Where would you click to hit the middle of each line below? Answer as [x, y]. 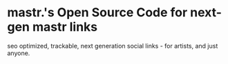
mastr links [65, 27]
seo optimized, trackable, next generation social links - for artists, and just [113, 46]
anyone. [19, 53]
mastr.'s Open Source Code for [97, 13]
